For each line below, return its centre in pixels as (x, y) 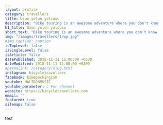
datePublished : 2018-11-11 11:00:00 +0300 (49, 59)
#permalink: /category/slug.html (39, 69)
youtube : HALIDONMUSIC (28, 82)
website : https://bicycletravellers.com (47, 91)
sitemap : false (20, 105)
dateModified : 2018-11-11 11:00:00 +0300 (48, 64)
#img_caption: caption (28, 41)
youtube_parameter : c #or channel (40, 86)
